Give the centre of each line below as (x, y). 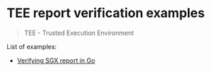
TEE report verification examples (106, 13)
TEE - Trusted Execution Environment (79, 33)
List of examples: (32, 46)
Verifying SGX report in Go (56, 60)
